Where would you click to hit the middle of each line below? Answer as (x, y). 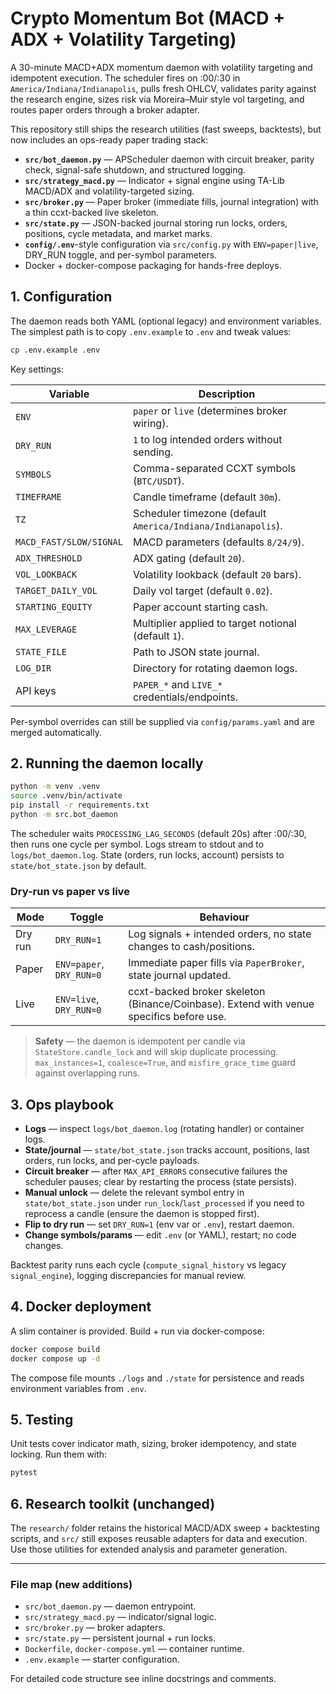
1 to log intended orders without (207, 439)
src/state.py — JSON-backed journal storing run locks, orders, (156, 223)
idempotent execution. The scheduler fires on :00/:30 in (125, 78)
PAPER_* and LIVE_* (177, 684)
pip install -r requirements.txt (80, 805)
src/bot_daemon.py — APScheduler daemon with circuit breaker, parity (169, 159)
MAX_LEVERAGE (46, 629)
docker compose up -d (55, 1358)
